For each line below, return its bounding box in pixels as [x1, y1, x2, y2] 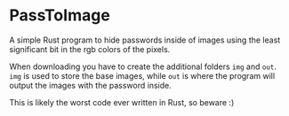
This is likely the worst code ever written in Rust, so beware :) [9, 97, 235, 107]
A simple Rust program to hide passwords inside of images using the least [9, 35, 281, 45]
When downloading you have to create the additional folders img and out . [9, 61, 277, 72]
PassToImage [9, 5, 111, 26]
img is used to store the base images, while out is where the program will [9, 70, 276, 81]
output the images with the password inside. [9, 80, 172, 90]
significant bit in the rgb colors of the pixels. [9, 43, 171, 54]
